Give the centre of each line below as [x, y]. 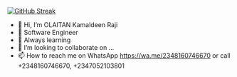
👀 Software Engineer [48, 32]
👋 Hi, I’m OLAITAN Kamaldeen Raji [68, 25]
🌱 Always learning [44, 40]
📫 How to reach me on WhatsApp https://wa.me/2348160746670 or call [124, 56]
